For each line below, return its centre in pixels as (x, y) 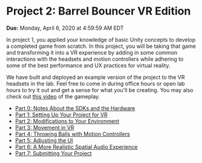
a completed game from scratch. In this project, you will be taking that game (101, 46)
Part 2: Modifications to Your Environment (67, 121)
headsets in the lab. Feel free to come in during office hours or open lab (96, 84)
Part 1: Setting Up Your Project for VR (61, 115)
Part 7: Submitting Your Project (53, 153)
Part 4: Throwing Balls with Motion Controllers (72, 134)
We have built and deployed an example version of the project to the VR (96, 77)
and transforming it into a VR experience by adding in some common (92, 52)
